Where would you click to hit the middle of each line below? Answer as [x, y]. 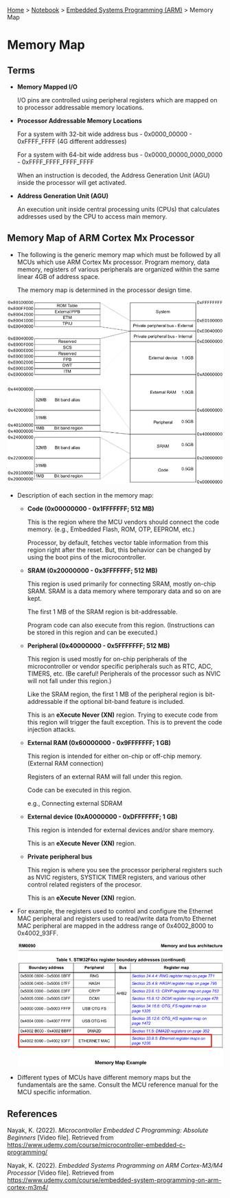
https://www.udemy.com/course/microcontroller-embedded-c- [96, 1144]
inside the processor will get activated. [72, 182]
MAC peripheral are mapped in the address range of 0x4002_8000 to [115, 926]
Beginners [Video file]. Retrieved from [61, 1138]
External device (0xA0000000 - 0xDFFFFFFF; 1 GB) [102, 817]
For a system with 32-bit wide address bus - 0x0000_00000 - [104, 134]
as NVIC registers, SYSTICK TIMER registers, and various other [116, 877]
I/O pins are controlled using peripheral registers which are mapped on [117, 100]
